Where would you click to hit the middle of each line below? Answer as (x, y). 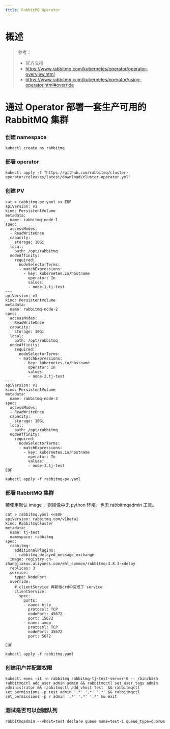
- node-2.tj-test (46, 376)
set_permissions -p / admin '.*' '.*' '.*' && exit (61, 697)
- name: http (37, 605)
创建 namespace (26, 137)
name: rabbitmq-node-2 (34, 309)
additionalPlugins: (35, 550)
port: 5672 (39, 636)
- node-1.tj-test (46, 287)
